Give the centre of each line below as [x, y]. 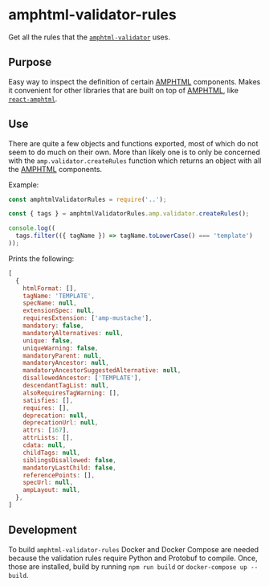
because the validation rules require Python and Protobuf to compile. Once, [133, 558]
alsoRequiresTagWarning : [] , [71, 393]
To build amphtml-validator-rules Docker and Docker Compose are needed [134, 549]
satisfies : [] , [48, 400]
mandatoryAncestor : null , [66, 363]
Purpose [30, 62]
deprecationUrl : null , [61, 423]
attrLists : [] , [48, 438]
